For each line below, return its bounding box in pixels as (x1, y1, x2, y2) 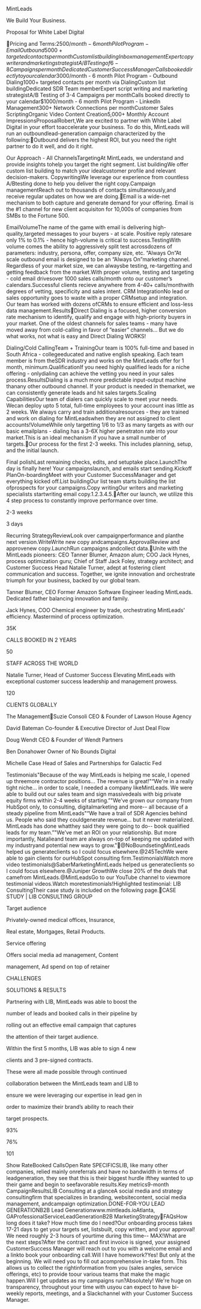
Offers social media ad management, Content (6, 951, 119, 958)
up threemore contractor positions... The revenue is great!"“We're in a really (6, 778, 194, 784)
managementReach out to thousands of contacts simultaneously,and (6, 186, 176, 194)
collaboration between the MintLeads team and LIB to (6, 1080, 139, 1087)
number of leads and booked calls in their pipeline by (6, 1010, 138, 1017)
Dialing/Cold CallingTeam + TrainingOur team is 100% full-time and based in (6, 344, 194, 352)
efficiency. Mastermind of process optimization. (6, 613, 124, 620)
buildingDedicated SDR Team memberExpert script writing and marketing (6, 85, 188, 92)
